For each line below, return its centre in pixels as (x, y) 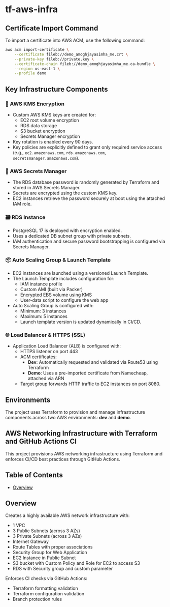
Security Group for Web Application (50, 553)
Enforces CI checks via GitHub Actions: (46, 579)
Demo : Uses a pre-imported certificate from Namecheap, (88, 373)
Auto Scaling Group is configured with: (53, 305)
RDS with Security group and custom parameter (63, 569)
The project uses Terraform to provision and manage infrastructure (75, 412)
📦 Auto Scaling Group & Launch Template (58, 260)
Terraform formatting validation (45, 588)
